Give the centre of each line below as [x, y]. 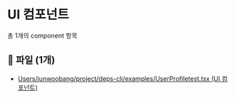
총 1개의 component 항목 [42, 36]
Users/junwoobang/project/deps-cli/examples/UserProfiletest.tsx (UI [119, 78]
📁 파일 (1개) [31, 60]
